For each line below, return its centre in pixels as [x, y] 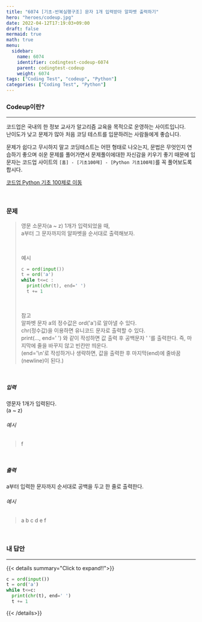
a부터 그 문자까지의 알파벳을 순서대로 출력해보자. [78, 233]
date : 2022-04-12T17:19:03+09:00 [48, 23]
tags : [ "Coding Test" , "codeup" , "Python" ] [62, 79]
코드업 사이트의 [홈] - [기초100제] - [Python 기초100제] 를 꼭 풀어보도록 [107, 162]
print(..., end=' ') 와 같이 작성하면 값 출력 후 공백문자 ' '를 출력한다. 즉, [103, 338]
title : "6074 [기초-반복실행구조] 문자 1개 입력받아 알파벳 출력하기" [83, 12]
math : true [20, 40]
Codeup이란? [26, 107]
